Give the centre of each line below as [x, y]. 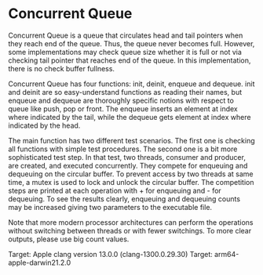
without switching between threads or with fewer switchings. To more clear [130, 230]
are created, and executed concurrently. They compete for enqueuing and [128, 165]
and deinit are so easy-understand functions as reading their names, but [125, 92]
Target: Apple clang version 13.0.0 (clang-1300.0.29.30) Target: [111, 254]
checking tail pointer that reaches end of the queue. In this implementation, [130, 60]
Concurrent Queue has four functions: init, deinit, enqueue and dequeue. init [131, 84]
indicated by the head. [44, 125]
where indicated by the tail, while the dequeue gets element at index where [130, 117]
